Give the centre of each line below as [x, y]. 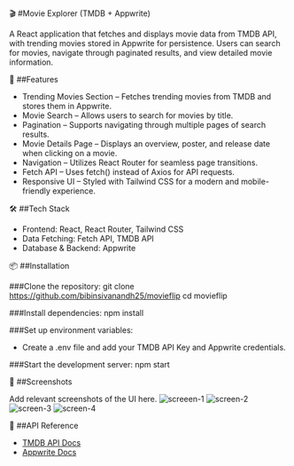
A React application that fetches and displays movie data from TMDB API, [143, 34]
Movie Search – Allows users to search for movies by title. [128, 115]
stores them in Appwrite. [67, 106]
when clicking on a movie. [70, 153]
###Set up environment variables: [71, 330]
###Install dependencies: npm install [77, 313]
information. [31, 62]
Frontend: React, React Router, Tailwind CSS [103, 229]
